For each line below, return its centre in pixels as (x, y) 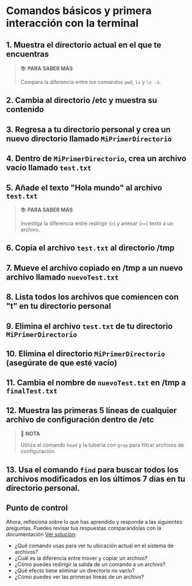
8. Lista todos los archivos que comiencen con (92, 297)
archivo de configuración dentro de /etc (80, 419)
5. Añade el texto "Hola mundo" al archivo (84, 188)
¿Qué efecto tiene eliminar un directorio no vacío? (75, 571)
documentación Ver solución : (42, 534)
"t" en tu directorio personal (59, 306)
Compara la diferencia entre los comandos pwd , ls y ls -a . (90, 82)
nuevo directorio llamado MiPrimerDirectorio (89, 139)
